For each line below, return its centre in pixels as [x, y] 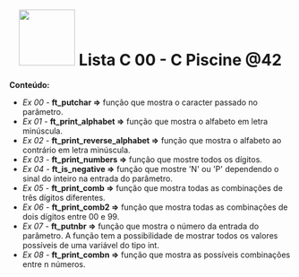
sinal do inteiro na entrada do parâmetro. [97, 178]
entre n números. [54, 264]
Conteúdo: [30, 84]
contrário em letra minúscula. [77, 150]
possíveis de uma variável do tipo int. [90, 245]
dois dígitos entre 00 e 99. [71, 216]
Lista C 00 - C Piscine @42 [180, 61]
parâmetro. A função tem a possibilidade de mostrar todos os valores [150, 235]
